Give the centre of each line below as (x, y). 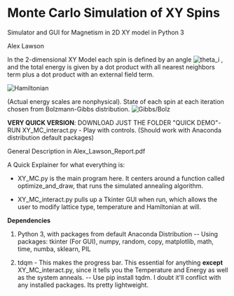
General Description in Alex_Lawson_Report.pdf (76, 151)
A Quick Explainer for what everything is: (66, 164)
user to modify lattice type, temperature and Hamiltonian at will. (109, 207)
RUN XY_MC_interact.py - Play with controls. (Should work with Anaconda (115, 130)
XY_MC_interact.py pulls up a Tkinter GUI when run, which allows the (117, 199)
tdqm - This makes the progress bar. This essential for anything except (120, 262)
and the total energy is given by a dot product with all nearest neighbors (111, 67)
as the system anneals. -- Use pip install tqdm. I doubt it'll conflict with (119, 277)
